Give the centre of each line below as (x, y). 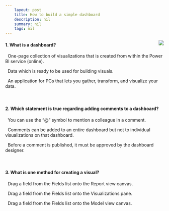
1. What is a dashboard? (31, 45)
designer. (15, 150)
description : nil (32, 19)
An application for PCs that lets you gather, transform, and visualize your (83, 81)
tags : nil (25, 29)
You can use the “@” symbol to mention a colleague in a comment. (76, 120)
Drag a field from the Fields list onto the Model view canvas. (70, 203)
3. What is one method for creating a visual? (52, 173)
